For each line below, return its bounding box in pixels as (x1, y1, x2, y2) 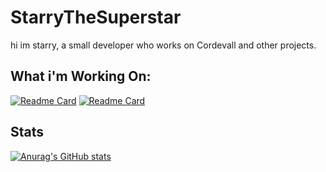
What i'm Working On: (10, 68, 152, 85)
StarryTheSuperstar (10, 6, 182, 29)
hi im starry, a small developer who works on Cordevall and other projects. (10, 39, 317, 51)
